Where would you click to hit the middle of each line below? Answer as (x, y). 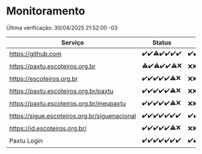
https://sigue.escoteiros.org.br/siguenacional (73, 116)
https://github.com (35, 54)
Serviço (72, 42)
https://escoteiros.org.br (44, 79)
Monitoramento (46, 11)
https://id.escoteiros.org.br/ (48, 129)
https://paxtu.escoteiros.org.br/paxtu (62, 91)
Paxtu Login (26, 141)
